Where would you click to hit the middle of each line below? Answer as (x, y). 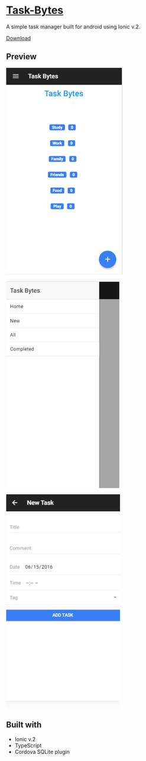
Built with (24, 725)
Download (19, 38)
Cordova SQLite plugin (42, 752)
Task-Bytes (35, 10)
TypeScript (28, 745)
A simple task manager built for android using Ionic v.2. (73, 27)
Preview (22, 57)
